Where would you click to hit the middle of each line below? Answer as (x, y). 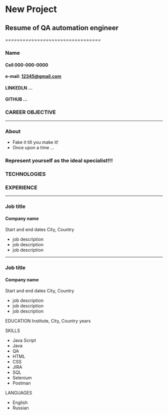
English (20, 402)
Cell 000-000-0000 (27, 65)
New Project (31, 9)
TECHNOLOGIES (25, 174)
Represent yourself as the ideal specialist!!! (59, 160)
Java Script (24, 341)
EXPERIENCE (21, 187)
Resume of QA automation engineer (62, 28)
